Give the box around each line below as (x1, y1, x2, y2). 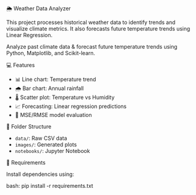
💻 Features (6, 62, 35, 68)
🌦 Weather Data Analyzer (6, 5, 71, 12)
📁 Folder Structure (6, 123, 52, 130)
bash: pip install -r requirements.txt (6, 182, 93, 189)
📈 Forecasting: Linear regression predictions (14, 103, 127, 110)
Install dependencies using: (6, 170, 75, 178)
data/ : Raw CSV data (14, 134, 67, 142)
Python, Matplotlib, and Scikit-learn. (6, 50, 96, 56)
